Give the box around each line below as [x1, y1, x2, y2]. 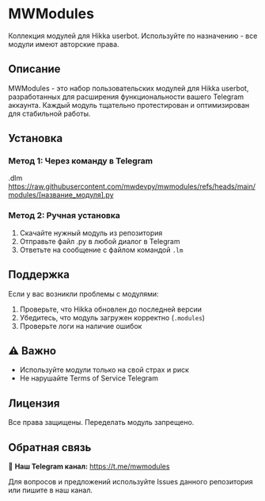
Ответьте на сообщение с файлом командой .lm [19, 245, 184, 254]
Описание [8, 63, 61, 76]
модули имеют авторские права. [8, 39, 120, 48]
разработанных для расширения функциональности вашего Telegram [8, 92, 244, 101]
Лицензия [8, 396, 60, 410]
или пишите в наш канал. [8, 485, 93, 495]
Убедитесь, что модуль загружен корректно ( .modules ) [19, 312, 206, 322]
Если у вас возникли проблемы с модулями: [8, 289, 160, 298]
